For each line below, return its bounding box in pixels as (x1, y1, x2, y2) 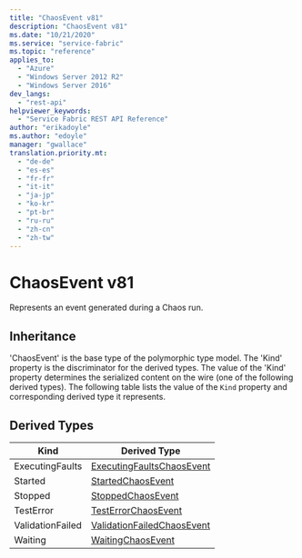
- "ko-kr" (17, 199, 55, 209)
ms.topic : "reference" (9, 47, 96, 56)
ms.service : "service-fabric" (9, 38, 125, 48)
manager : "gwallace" (9, 140, 88, 149)
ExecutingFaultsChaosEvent (90, 460, 211, 473)
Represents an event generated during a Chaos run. (9, 302, 204, 314)
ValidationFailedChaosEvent (90, 519, 211, 532)
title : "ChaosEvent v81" (9, 13, 104, 23)
